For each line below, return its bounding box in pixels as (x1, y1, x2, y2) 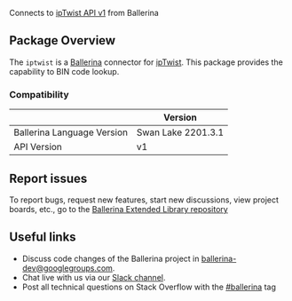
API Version (13, 141, 62, 154)
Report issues (9, 170, 88, 186)
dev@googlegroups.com (21, 262, 114, 273)
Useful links (9, 230, 77, 245)
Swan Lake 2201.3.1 (136, 126, 225, 139)
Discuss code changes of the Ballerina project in (21, 253, 200, 264)
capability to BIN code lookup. (9, 66, 120, 76)
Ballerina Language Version (13, 126, 129, 139)
